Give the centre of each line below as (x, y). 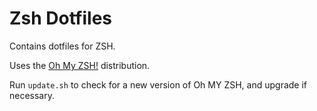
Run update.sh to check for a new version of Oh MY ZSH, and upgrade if (158, 84)
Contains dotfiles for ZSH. (62, 46)
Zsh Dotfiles (60, 18)
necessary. (32, 95)
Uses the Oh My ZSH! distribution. (80, 65)
